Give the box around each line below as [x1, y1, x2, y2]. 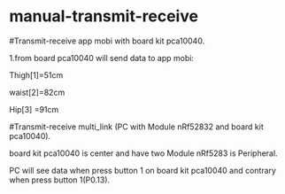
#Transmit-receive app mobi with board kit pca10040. [9, 35, 205, 46]
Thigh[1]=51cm [9, 69, 64, 81]
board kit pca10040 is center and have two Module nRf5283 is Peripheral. [9, 148, 278, 159]
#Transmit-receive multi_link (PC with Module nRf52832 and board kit [9, 121, 264, 132]
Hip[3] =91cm [9, 104, 59, 114]
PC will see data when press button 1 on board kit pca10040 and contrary [9, 165, 277, 175]
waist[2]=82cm [9, 87, 65, 97]
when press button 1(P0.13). [9, 175, 111, 185]
